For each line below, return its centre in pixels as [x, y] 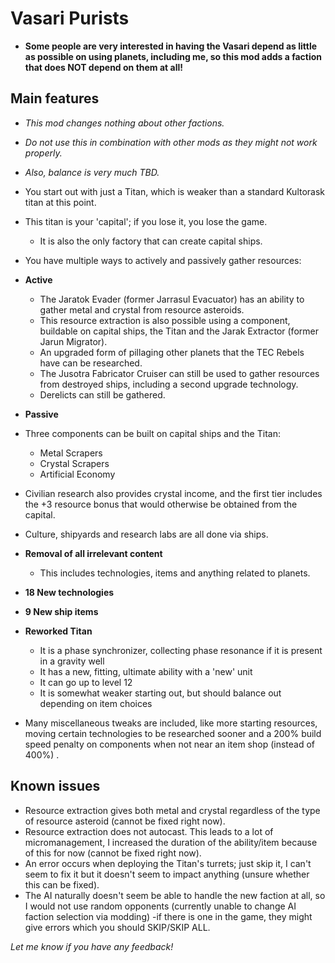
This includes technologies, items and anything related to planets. [175, 573]
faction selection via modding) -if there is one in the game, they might [168, 916]
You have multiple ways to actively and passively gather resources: [163, 260]
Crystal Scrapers [74, 463]
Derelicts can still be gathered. [102, 394]
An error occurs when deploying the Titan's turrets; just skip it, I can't [168, 863]
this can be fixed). [62, 884]
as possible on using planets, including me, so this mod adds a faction [173, 56]
